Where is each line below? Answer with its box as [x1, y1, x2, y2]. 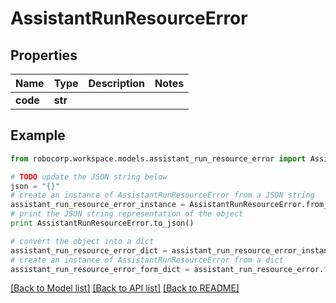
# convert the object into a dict [10, 236, 155, 246]
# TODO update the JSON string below [10, 172, 168, 182]
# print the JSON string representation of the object [10, 209, 244, 219]
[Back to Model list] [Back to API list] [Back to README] [10, 282, 240, 294]
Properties [10, 47, 78, 64]
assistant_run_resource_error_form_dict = [10, 264, 190, 274]
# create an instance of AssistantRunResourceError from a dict [10, 255, 284, 265]
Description [88, 77, 145, 90]
